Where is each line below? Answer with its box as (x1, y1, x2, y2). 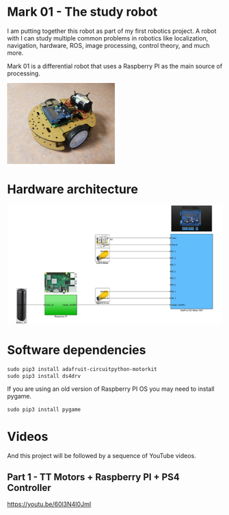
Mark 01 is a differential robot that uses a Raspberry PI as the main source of (7, 62, 223, 70)
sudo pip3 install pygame (7, 406, 81, 413)
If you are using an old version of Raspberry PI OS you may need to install (7, 385, 215, 393)
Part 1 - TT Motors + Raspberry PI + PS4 (7, 471, 180, 483)
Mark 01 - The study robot (7, 4, 158, 20)
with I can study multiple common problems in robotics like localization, (7, 34, 208, 42)
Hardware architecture (7, 182, 139, 197)
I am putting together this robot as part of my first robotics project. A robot (7, 27, 217, 35)
